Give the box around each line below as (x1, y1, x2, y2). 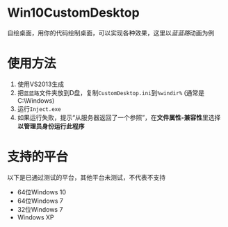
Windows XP (17, 213, 54, 221)
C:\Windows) (17, 96, 55, 105)
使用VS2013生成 (17, 80, 65, 88)
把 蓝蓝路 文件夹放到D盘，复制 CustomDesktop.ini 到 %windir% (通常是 (17, 88, 205, 96)
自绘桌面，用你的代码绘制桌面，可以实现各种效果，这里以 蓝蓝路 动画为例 (7, 28, 214, 37)
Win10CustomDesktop (7, 5, 140, 21)
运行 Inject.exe (17, 104, 61, 112)
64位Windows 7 (17, 196, 64, 205)
